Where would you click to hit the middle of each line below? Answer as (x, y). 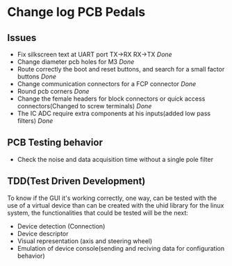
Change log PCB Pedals (76, 12)
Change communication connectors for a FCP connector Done (107, 84)
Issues (22, 38)
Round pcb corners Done (53, 91)
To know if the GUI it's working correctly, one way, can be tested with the (112, 198)
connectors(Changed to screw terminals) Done (84, 106)
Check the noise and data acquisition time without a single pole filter (115, 159)
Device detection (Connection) (61, 226)
